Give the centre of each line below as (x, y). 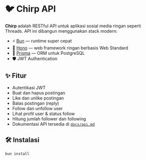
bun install (17, 154)
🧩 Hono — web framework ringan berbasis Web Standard (70, 48)
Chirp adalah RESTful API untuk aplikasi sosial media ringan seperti (73, 26)
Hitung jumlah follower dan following (49, 119)
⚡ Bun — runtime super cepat (42, 41)
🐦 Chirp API (31, 9)
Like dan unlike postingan (38, 98)
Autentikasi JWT (29, 88)
